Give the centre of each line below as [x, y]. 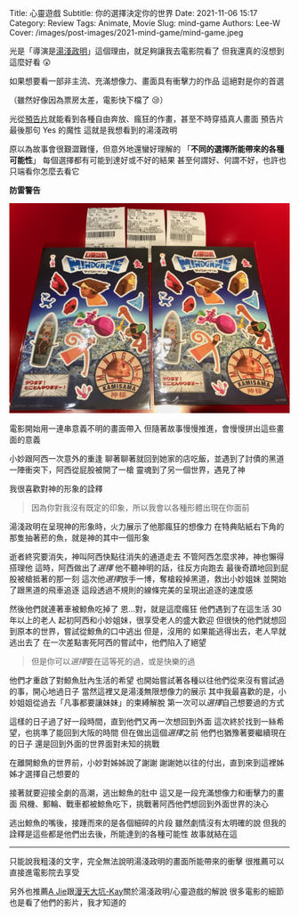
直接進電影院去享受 [44, 872]
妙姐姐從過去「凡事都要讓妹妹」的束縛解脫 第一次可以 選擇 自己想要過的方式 [147, 702]
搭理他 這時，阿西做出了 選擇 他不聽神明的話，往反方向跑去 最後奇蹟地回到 [145, 568]
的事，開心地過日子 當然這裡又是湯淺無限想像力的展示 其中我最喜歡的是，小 [148, 691]
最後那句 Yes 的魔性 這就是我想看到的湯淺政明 [93, 130]
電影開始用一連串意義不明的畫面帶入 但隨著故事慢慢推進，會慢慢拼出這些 [143, 428]
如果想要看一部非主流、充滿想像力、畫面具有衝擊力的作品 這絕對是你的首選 [147, 81]
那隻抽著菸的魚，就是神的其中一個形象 [79, 537]
